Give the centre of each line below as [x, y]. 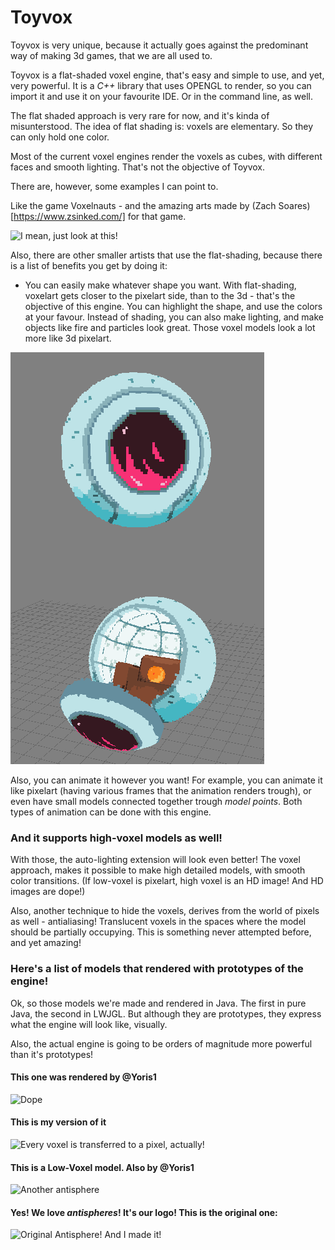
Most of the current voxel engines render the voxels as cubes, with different [166, 156]
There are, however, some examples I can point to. [114, 186]
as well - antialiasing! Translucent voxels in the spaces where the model [158, 922]
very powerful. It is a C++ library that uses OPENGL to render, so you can [161, 85]
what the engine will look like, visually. [89, 1024]
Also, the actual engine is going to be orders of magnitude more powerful [161, 1043]
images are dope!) [48, 892]
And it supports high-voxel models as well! [116, 838]
